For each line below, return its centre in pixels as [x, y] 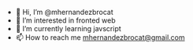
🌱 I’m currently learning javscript [69, 29]
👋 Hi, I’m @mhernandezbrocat [64, 12]
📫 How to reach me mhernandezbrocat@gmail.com [100, 37]
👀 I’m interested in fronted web [65, 20]
